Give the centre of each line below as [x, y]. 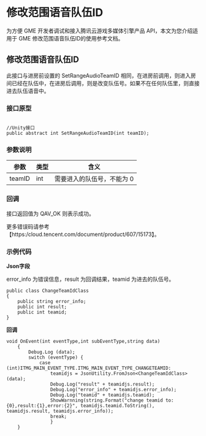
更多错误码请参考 [28, 226]
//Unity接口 [21, 128]
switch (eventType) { [56, 357]
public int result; [42, 307]
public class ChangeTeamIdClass [48, 291]
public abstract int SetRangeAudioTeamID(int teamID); [78, 133]
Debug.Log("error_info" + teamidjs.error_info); [113, 389]
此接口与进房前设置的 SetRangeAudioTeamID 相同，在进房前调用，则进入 [99, 75]
